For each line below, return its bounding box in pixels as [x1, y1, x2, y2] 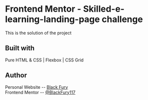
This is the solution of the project [5, 30, 72, 36]
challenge [101, 14, 143, 25]
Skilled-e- [83, 3, 125, 15]
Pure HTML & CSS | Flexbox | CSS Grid [5, 57, 84, 63]
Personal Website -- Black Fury [5, 84, 68, 90]
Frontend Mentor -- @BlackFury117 [5, 89, 76, 95]
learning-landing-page [5, 14, 100, 25]
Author [5, 71, 27, 80]
